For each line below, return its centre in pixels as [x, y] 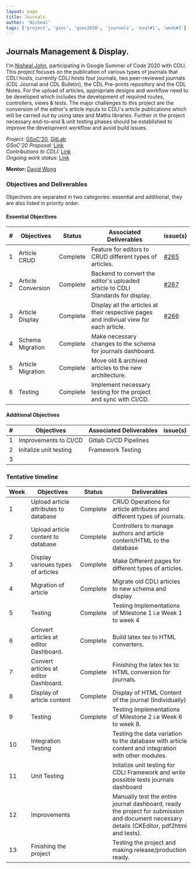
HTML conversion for [141, 672]
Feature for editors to [120, 249]
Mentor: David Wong [31, 169]
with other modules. [140, 755]
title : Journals [26, 17]
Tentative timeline [32, 476]
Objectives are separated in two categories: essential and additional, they [94, 197]
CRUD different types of [124, 256]
